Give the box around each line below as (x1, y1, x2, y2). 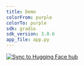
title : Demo (6, 8, 36, 15)
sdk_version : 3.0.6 (6, 31, 55, 37)
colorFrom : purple (6, 14, 52, 20)
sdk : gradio (6, 25, 36, 32)
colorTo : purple (6, 20, 47, 26)
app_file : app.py (6, 37, 50, 43)
